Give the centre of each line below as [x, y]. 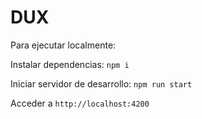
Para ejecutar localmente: [63, 45]
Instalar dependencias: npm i [70, 64]
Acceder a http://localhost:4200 [80, 103]
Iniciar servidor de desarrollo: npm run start [101, 83]
